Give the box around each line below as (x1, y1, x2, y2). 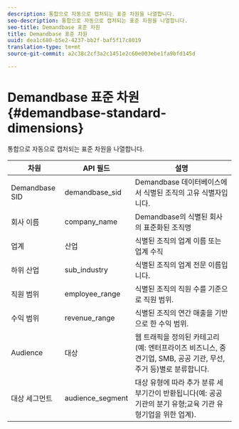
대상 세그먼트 (11, 393, 53, 403)
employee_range (64, 289, 121, 299)
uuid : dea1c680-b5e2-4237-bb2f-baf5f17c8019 (7, 37, 142, 44)
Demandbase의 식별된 (134, 212, 208, 222)
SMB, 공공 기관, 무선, (158, 353, 225, 363)
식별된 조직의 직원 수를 (134, 284, 207, 294)
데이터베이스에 (181, 177, 228, 187)
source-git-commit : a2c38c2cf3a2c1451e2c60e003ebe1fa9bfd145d (7, 51, 196, 58)
